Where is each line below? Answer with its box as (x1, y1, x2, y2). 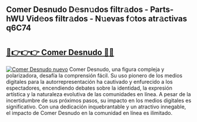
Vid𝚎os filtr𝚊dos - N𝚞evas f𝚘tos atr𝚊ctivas (26, 14, 187, 24)
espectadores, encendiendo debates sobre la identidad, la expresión (6, 84, 172, 91)
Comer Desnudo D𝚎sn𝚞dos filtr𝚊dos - (6, 5, 149, 15)
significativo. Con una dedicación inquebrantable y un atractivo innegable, (6, 103, 186, 110)
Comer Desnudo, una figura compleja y (69, 66, 165, 73)
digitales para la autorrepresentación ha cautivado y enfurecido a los (6, 79, 173, 85)
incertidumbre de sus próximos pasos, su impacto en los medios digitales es (6, 97, 192, 104)
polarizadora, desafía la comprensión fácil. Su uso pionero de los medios (6, 72, 183, 79)
